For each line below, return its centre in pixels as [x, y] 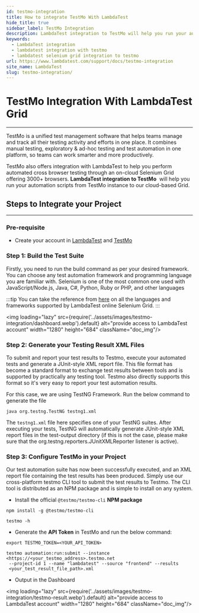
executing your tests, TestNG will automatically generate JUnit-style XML [95, 429]
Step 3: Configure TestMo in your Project [66, 457]
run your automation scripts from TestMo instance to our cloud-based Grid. [98, 185]
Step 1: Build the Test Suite [45, 256]
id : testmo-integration [36, 12]
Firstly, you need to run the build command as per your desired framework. [98, 269]
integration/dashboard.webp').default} [53, 323]
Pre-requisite [26, 227]
